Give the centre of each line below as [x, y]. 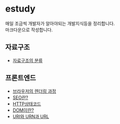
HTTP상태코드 [27, 104]
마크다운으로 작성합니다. [29, 30]
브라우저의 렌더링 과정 [34, 91]
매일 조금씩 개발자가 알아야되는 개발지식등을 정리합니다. [60, 23]
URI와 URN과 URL [31, 116]
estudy [20, 9]
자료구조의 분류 [28, 60]
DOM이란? [23, 110]
